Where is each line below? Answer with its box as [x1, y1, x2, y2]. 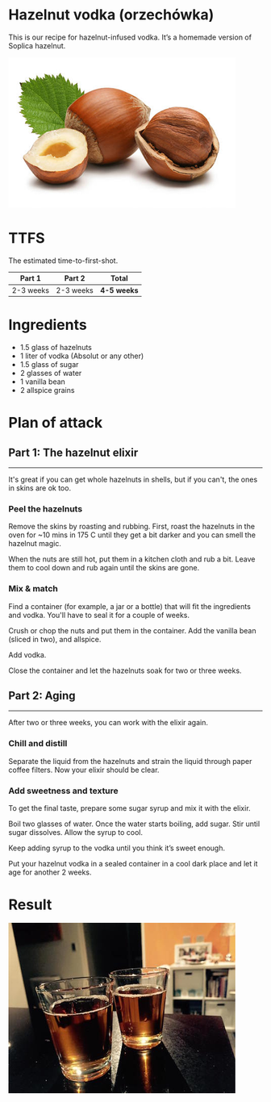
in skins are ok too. [8, 483, 71, 493]
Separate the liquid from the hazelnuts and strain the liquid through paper [8, 756, 252, 766]
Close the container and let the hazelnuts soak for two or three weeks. [8, 666, 242, 675]
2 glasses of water [19, 369, 82, 378]
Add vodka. [8, 649, 47, 659]
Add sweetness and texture [8, 785, 119, 796]
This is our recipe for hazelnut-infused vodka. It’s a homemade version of [8, 32, 252, 42]
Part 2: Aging [8, 689, 76, 703]
